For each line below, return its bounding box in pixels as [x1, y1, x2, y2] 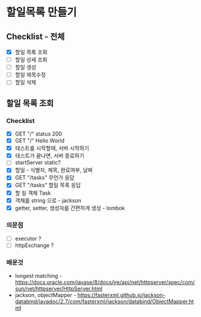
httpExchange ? [14, 242, 54, 249]
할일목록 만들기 [6, 5, 77, 19]
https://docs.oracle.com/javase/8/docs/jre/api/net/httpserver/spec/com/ [14, 278, 196, 286]
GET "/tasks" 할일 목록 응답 [14, 181, 81, 189]
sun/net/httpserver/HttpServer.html [14, 285, 103, 292]
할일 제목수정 [14, 71, 46, 78]
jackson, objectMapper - [14, 292, 76, 299]
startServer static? [14, 159, 61, 166]
